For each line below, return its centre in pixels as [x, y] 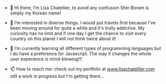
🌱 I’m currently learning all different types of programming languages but [86, 48]
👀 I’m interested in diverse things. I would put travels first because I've [83, 23]
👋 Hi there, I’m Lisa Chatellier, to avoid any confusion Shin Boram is [79, 8]
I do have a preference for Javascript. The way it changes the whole [81, 53]
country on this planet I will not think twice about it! [63, 38]
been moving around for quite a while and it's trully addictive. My [77, 28]
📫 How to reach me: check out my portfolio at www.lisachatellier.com [82, 69]
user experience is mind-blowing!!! [46, 59]
